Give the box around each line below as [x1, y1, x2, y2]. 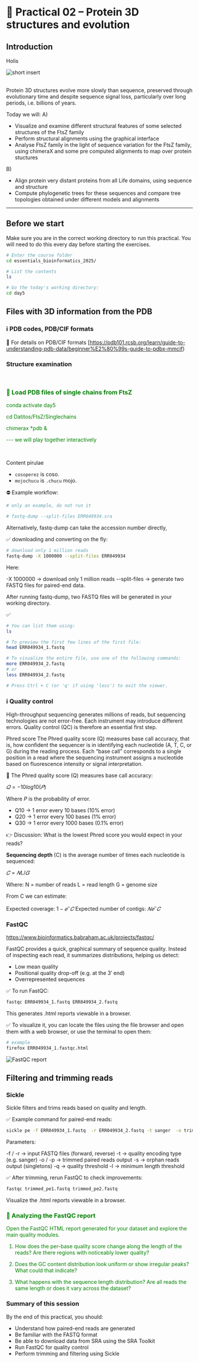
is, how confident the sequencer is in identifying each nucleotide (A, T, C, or [6, 742, 192, 749]
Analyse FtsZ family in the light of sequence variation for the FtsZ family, [14, 141, 192, 148]
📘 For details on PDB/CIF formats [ [6, 339, 90, 346]
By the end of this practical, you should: [6, 1313, 104, 1320]
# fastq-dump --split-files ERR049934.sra [6, 513, 113, 519]
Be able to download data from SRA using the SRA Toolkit [14, 1337, 155, 1345]
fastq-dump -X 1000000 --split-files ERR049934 [6, 553, 126, 559]
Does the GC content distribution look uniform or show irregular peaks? [14, 1261, 190, 1268]
